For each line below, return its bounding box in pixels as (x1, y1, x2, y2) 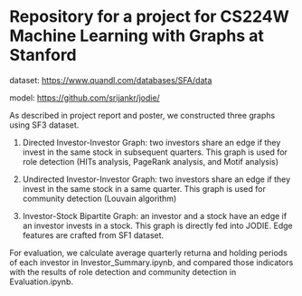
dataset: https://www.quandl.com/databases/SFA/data (9, 74, 212, 85)
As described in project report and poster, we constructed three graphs (9, 110, 276, 120)
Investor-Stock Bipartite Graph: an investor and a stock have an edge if (22, 210, 288, 221)
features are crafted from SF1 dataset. (22, 229, 165, 241)
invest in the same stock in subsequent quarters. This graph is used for (22, 147, 288, 158)
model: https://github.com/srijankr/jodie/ (9, 92, 160, 103)
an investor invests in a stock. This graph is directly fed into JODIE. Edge (22, 220, 293, 231)
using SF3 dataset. (9, 119, 80, 130)
